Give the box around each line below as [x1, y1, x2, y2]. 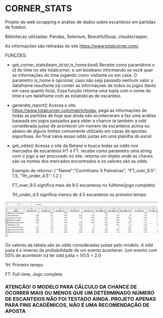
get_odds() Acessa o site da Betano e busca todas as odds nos [12, 142, 138, 148]
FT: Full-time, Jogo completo [5, 271, 63, 277]
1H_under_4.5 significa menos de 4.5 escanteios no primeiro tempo [12, 192, 147, 197]
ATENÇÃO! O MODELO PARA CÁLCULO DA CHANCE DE [5, 283, 137, 290]
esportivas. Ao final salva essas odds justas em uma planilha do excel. [12, 133, 153, 139]
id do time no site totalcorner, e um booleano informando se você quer [12, 67, 153, 73]
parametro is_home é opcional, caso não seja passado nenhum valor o [12, 77, 154, 83]
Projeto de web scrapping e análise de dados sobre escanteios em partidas [5, 19, 156, 25]
